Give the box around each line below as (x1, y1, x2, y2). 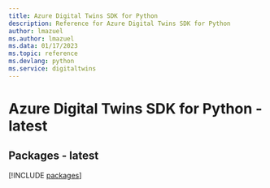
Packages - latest (8, 149, 99, 163)
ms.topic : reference (8, 49, 79, 58)
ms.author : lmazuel (8, 34, 75, 43)
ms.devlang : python (8, 58, 75, 66)
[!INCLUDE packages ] (8, 170, 82, 180)
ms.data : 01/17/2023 (8, 42, 79, 50)
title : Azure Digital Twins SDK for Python (8, 11, 159, 20)
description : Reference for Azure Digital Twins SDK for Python (8, 19, 231, 28)
